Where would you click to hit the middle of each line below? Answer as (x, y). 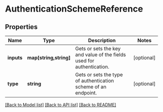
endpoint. (86, 93)
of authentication (94, 81)
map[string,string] (49, 58)
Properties (21, 27)
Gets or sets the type (99, 75)
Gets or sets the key (98, 48)
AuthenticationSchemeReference (74, 9)
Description (102, 40)
